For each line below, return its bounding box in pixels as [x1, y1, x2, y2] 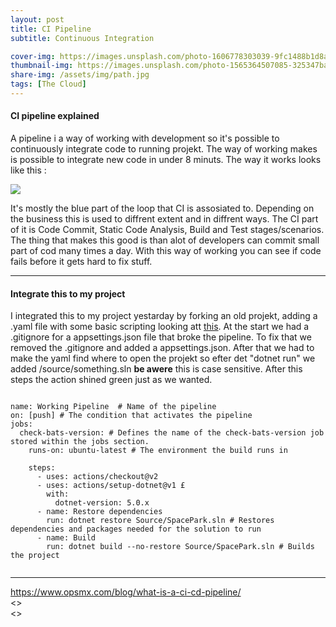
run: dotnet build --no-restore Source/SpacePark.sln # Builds [46, 542, 315, 552]
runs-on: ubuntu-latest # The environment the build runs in [28, 446, 288, 456]
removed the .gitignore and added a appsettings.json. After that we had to [10, 342, 315, 354]
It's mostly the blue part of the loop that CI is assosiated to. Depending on [10, 202, 315, 215]
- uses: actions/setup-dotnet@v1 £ [36, 481, 186, 491]
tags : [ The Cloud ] [10, 79, 87, 90]
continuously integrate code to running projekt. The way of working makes [10, 143, 318, 155]
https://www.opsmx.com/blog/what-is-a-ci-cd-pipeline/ [10, 586, 242, 598]
